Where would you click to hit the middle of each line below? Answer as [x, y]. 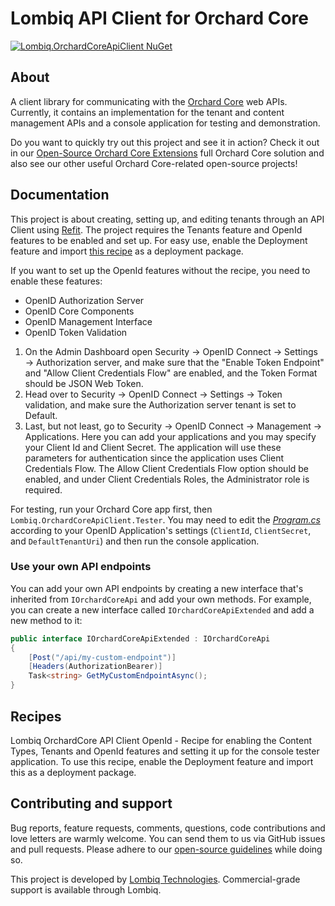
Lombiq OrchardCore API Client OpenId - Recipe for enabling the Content [161, 740]
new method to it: [46, 620]
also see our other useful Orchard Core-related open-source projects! [154, 163]
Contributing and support [91, 803]
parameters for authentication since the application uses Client [154, 458]
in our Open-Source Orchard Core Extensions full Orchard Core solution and [167, 153]
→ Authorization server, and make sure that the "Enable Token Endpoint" [174, 362]
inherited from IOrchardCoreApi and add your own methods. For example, [161, 599]
